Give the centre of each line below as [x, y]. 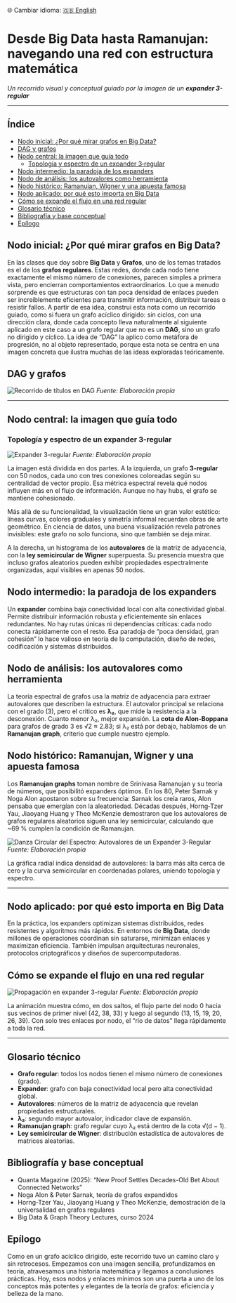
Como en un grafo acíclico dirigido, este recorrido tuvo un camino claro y [113, 1256]
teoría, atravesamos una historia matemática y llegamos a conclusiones [111, 1271]
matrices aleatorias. [46, 1141]
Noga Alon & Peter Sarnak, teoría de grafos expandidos [97, 1195]
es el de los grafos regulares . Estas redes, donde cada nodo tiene [103, 270]
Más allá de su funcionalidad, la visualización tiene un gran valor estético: [114, 512]
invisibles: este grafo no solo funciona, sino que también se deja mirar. [109, 534]
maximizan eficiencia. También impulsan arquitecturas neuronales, [104, 946]
